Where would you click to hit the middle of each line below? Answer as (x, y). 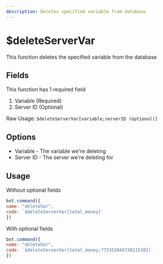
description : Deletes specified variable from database (76, 11)
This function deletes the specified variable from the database (81, 57)
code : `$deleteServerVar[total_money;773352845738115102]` (80, 250)
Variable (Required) (38, 101)
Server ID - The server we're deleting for (64, 158)
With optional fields (29, 228)
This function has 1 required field (46, 89)
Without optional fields (34, 190)
